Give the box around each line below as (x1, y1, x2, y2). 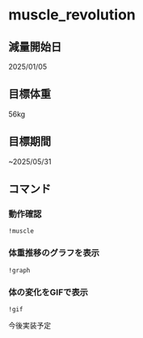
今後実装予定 (8, 320, 51, 330)
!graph (8, 266, 31, 274)
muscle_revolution (8, 6, 136, 24)
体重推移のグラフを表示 (8, 247, 99, 259)
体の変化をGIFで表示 (8, 286, 89, 298)
